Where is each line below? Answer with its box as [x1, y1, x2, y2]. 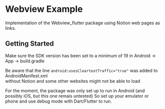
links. [5, 25, 16, 31]
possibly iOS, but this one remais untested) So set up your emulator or [5, 93, 149, 99]
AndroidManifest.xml [5, 73, 48, 79]
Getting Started [5, 40, 54, 48]
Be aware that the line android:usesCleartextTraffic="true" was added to [5, 67, 158, 73]
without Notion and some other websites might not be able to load [5, 78, 141, 84]
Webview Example [5, 3, 83, 15]
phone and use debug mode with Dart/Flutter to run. [5, 98, 112, 104]
